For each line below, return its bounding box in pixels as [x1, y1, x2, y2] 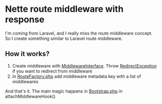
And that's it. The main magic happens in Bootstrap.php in [5, 88, 123, 94]
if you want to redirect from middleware [12, 68, 92, 74]
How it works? [5, 50, 50, 58]
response [5, 14, 45, 25]
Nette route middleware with [5, 3, 124, 15]
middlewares [12, 78, 38, 84]
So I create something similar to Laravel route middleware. [5, 35, 123, 41]
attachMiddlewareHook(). [5, 93, 57, 99]
